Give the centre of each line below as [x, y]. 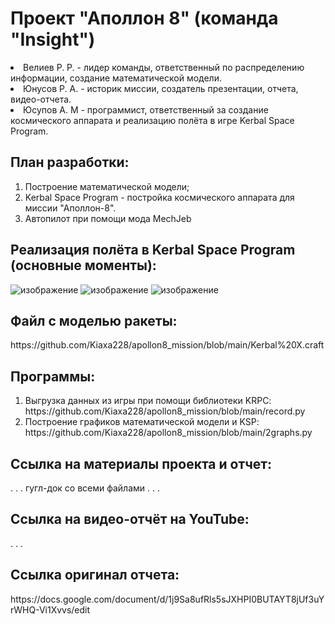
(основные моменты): [83, 265]
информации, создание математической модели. [116, 78]
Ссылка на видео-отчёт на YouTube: [130, 519]
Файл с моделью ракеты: [94, 320]
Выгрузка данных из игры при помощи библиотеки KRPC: [148, 401]
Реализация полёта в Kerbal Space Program [153, 250]
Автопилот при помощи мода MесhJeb [108, 218]
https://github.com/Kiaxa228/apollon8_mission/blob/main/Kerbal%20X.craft [167, 345]
